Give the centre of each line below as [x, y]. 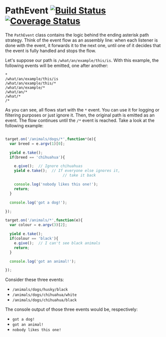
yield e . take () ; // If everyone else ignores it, [67, 171]
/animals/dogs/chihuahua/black [44, 300]
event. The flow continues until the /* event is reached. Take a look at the [80, 120]
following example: [24, 125]
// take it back [79, 175]
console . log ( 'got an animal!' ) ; [43, 261]
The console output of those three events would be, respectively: [71, 309]
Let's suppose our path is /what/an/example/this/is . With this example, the [82, 60]
